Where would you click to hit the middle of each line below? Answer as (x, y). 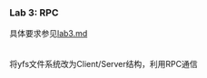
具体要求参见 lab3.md (49, 34)
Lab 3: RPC (34, 13)
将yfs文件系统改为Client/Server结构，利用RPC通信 (103, 64)
